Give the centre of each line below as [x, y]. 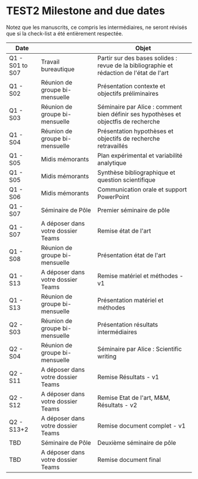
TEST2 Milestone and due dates [85, 11]
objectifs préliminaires [128, 93]
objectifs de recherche [128, 138]
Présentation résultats [128, 324]
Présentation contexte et [131, 86]
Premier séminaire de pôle [133, 210]
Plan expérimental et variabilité [140, 155]
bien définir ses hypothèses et [139, 114]
